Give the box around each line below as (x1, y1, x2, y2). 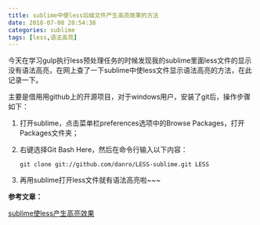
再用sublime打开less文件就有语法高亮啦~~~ (19, 176, 161, 185)
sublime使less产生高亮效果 (8, 209, 95, 218)
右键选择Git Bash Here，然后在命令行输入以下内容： (19, 145, 188, 154)
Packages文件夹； (19, 129, 80, 138)
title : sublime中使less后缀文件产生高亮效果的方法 (8, 11, 159, 20)
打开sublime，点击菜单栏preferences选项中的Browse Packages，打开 (19, 118, 245, 128)
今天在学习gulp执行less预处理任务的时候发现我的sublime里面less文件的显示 (8, 56, 252, 65)
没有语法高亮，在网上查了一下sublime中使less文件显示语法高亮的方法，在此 (8, 66, 252, 75)
